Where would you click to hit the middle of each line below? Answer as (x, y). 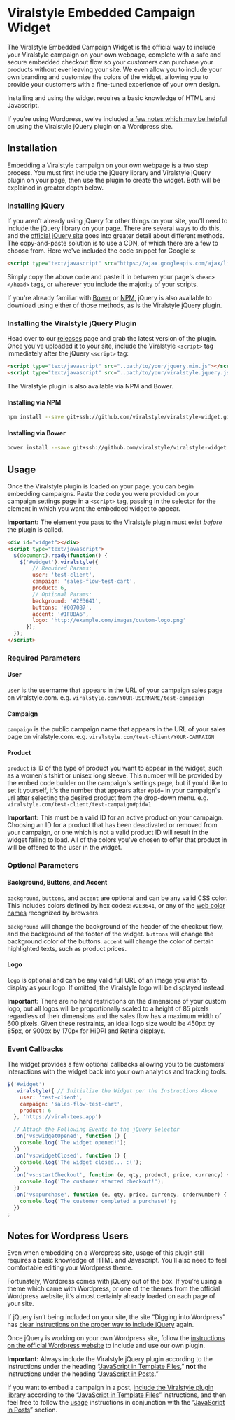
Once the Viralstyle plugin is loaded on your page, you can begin (101, 486)
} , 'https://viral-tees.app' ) (57, 1117)
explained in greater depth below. (55, 188)
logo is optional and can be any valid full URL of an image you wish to (107, 980)
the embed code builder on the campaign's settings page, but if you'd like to (117, 783)
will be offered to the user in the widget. (65, 848)
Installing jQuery (36, 206)
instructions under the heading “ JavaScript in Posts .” (83, 1374)
